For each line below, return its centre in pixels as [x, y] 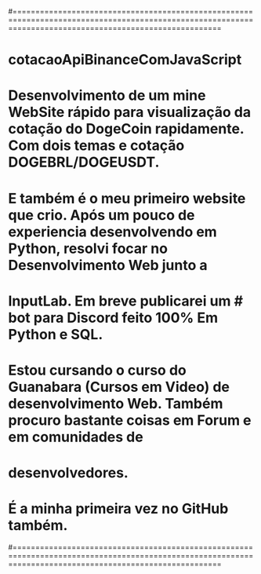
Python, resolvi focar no [88, 249]
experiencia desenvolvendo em [112, 232]
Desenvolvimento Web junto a [108, 265]
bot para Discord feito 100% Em [113, 318]
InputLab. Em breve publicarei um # [126, 301]
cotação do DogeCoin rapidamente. [126, 129]
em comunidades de [76, 437]
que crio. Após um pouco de [101, 215]
